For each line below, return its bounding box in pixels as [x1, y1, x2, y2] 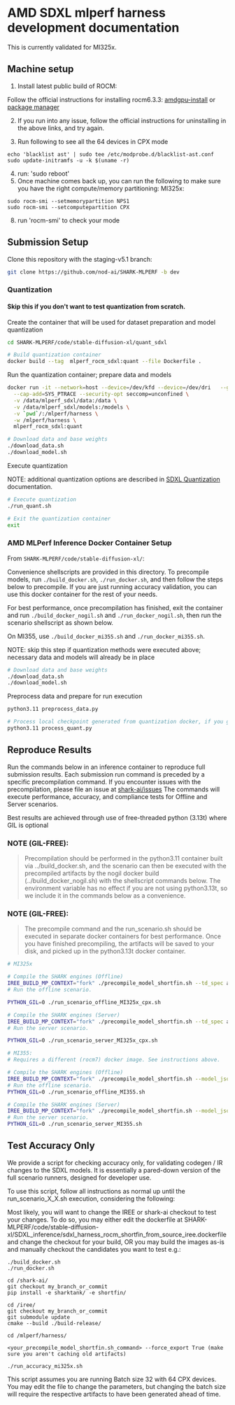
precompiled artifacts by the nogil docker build [24, 869, 159, 877]
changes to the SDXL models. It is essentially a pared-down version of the [7, 1166, 221, 1174]
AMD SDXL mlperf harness [7, 5, 166, 21]
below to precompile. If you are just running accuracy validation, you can [7, 582, 218, 591]
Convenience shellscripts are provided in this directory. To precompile [7, 567, 210, 576]
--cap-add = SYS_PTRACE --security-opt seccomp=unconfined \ [13, 390, 190, 398]
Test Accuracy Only [7, 1140, 96, 1152]
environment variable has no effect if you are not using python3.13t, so [24, 884, 228, 893]
